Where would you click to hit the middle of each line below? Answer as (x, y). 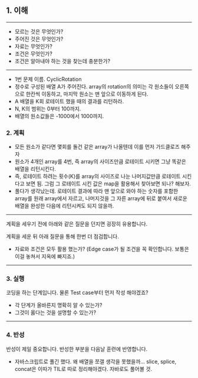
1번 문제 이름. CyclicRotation (48, 79)
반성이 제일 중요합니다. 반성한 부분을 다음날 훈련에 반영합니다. (77, 349)
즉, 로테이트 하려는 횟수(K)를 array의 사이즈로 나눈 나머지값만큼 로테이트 (98, 177)
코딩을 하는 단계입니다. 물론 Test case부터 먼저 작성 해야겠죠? (77, 293)
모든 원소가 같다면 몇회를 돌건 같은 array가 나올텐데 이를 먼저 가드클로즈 (97, 147)
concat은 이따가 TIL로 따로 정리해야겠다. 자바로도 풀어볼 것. (83, 369)
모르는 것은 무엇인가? (39, 31)
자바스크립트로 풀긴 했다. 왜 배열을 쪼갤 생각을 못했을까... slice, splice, (95, 361)
